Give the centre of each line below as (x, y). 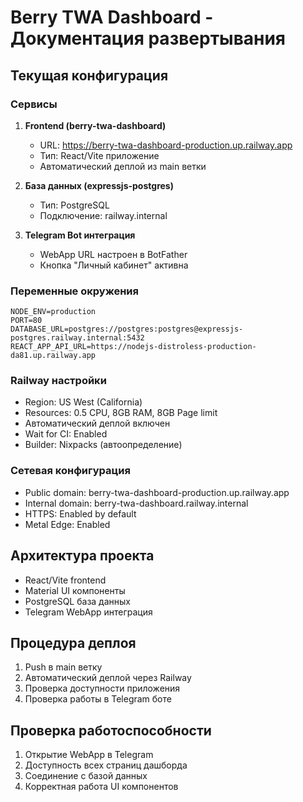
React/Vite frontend (65, 580)
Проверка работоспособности (111, 730)
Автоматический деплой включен (97, 423)
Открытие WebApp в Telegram (89, 755)
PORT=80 (26, 321)
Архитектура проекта (82, 556)
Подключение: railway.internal (103, 215)
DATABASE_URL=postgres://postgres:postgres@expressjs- (127, 329)
